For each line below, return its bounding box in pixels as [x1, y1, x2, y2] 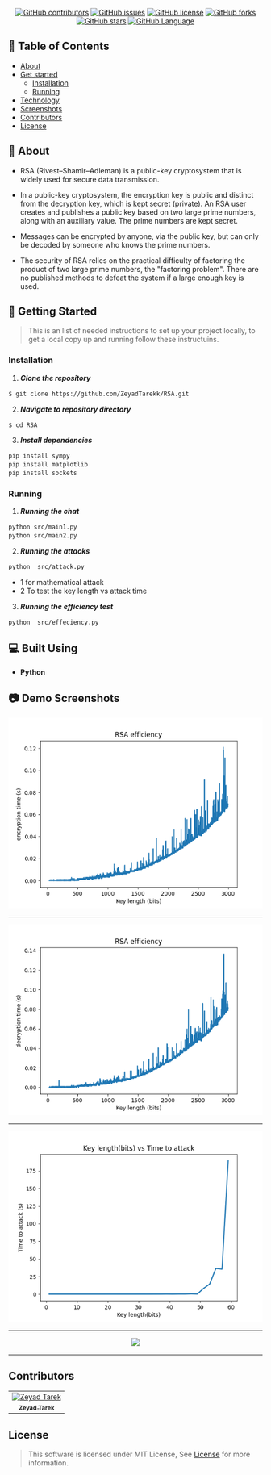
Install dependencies [19, 436, 93, 445]
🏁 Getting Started [8, 305, 98, 319]
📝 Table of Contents [8, 40, 110, 53]
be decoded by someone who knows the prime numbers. [19, 240, 211, 249]
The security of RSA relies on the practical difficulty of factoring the [19, 255, 246, 265]
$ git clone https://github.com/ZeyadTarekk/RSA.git [8, 390, 190, 398]
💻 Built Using [8, 641, 78, 655]
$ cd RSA [8, 420, 38, 429]
